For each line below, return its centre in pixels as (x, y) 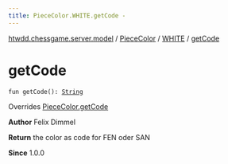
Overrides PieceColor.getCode (58, 106)
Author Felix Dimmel (42, 122)
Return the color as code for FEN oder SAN (79, 137)
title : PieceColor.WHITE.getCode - (67, 16)
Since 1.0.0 (27, 153)
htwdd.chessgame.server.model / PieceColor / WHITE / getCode (114, 38)
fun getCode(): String (46, 92)
